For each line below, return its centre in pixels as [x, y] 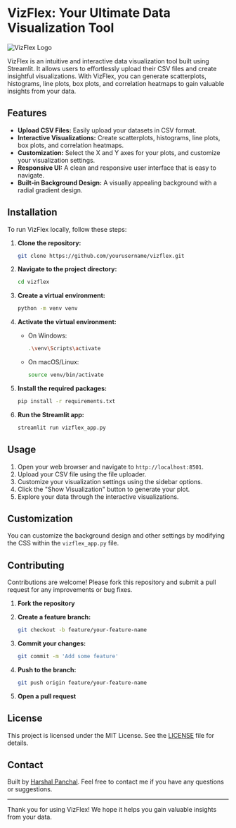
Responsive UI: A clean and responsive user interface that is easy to [117, 168]
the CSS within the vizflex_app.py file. [63, 543]
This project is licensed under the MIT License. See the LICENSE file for [111, 735]
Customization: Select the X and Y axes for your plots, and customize [119, 152]
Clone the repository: [49, 243]
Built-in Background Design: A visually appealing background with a [117, 183]
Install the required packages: [62, 388]
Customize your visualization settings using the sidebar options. [110, 481]
